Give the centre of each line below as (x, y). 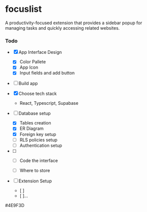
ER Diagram (32, 128)
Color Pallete (33, 62)
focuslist (23, 9)
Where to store (35, 170)
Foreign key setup (38, 134)
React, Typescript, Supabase (49, 103)
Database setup (35, 113)
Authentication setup (41, 145)
